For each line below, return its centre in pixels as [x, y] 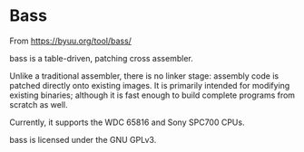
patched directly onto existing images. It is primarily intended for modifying [150, 85]
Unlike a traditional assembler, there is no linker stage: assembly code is [144, 76]
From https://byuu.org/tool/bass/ [70, 41]
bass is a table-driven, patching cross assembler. [101, 58]
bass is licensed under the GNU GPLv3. [83, 139]
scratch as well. [39, 104]
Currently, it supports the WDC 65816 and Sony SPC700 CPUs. [127, 122]
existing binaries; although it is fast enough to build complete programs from [152, 95]
